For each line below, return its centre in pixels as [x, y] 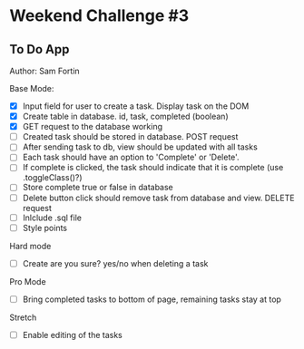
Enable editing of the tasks [72, 334]
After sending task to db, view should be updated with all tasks [140, 147]
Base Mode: [32, 88]
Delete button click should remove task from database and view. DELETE [158, 198]
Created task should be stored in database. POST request [130, 137]
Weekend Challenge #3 [99, 16]
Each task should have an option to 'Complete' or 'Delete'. [131, 157]
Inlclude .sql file [52, 218]
